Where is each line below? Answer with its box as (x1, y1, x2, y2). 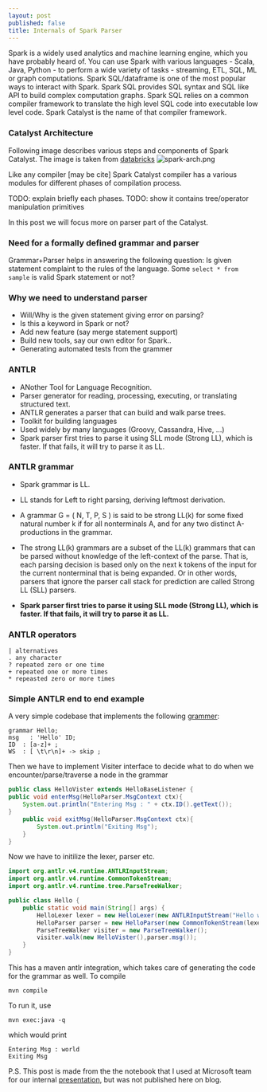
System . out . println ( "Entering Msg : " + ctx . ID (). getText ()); (22, 800, 233, 809)
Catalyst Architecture (8, 128, 94, 139)
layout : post (8, 11, 52, 20)
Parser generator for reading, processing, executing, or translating (19, 391, 237, 400)
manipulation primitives (8, 202, 85, 211)
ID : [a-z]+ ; (8, 740, 59, 749)
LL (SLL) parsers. (19, 585, 77, 595)
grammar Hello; (8, 727, 59, 735)
